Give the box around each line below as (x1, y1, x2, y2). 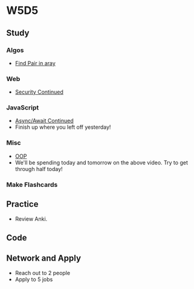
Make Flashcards (6, 180, 58, 189)
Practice (6, 199, 39, 209)
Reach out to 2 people (15, 269, 71, 276)
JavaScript (6, 103, 39, 112)
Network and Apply (6, 253, 82, 264)
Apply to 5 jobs (15, 276, 53, 283)
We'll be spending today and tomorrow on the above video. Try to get (15, 158, 189, 166)
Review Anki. (15, 215, 48, 222)
